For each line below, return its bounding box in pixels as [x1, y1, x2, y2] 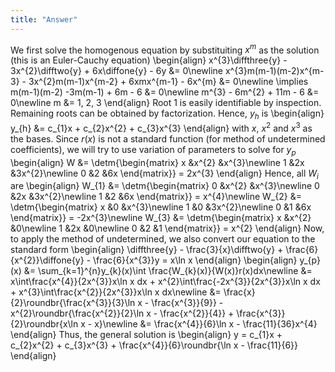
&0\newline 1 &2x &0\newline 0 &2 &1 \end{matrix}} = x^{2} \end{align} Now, [10, 222, 325, 235]
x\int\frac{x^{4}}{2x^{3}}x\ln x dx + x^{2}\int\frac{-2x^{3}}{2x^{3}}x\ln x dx [10, 276, 321, 288]
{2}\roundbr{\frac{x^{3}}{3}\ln [10, 297, 136, 309]
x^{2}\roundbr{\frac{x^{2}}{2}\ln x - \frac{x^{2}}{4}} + [10, 307, 235, 320]
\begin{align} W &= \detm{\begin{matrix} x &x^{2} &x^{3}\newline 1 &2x [10, 156, 305, 168]
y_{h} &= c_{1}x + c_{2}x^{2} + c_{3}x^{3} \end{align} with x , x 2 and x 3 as [10, 121, 313, 134]
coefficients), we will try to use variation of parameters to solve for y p [10, 143, 297, 158]
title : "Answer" [10, 14, 78, 25]
